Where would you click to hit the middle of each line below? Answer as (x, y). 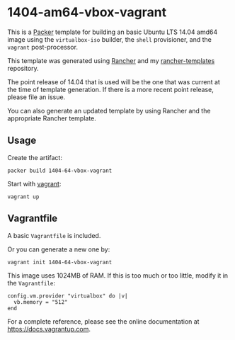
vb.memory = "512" (41, 302)
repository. (23, 68)
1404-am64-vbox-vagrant (87, 12)
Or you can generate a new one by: (59, 249)
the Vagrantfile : (31, 283)
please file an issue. (36, 97)
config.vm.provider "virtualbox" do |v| (68, 296)
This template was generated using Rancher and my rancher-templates (111, 60)
